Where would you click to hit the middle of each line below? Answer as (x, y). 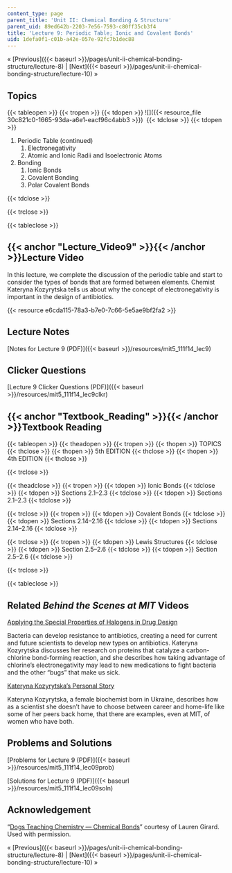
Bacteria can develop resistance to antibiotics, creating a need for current (112, 635)
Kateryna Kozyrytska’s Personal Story (61, 686)
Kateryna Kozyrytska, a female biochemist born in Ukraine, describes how (113, 699)
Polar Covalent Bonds (59, 185)
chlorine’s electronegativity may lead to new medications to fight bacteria (112, 665)
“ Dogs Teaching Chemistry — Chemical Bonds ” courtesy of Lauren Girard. (113, 827)
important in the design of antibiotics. (61, 296)
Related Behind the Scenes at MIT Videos (98, 605)
